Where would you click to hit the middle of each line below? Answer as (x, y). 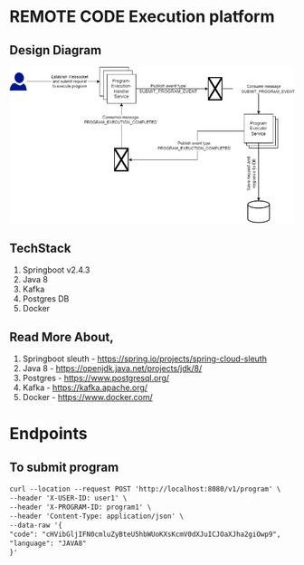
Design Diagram (56, 50)
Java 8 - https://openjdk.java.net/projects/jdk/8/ (112, 369)
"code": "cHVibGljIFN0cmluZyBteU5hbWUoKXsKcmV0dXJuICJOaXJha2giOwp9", (145, 535)
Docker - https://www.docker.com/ (87, 397)
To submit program (64, 467)
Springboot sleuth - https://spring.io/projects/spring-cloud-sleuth (144, 359)
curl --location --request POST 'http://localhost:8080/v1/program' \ (145, 489)
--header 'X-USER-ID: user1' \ (68, 498)
